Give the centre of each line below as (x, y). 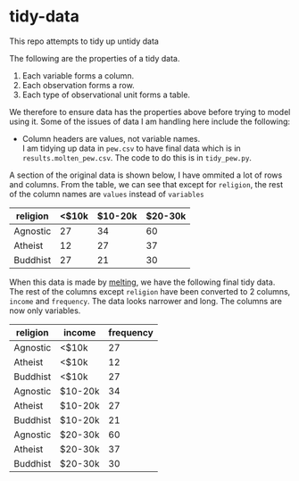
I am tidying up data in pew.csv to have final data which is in (131, 148)
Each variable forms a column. (78, 75)
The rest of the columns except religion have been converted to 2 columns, (150, 291)
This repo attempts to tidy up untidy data (84, 41)
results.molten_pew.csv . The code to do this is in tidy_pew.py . (137, 157)
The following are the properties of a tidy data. (95, 58)
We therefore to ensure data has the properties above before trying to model (150, 112)
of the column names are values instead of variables (107, 194)
